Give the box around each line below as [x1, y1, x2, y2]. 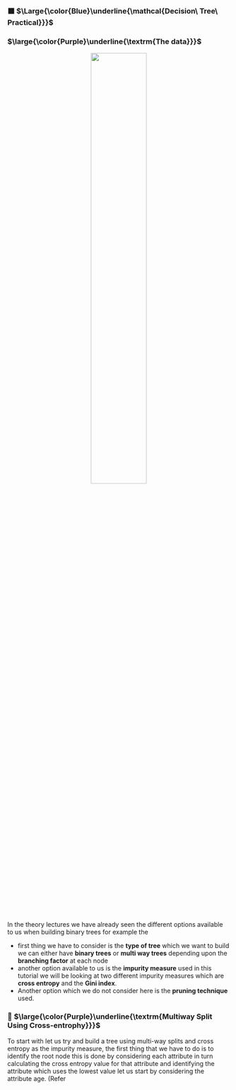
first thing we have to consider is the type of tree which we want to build [17, 942, 230, 950]
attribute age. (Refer [7, 1074, 66, 1083]
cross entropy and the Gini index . [17, 979, 117, 988]
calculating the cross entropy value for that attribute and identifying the [7, 1059, 215, 1067]
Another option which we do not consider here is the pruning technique [17, 987, 228, 995]
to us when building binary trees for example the [7, 928, 148, 937]
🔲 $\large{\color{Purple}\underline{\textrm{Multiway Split [7, 1012, 213, 1021]
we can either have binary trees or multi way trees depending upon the [17, 949, 228, 958]
